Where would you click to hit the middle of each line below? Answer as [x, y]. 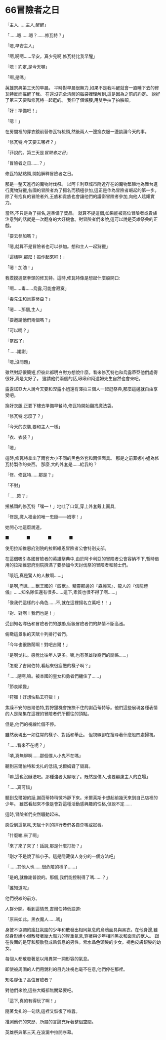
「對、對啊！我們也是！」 [31, 613]
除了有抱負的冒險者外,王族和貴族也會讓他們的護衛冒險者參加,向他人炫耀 [78, 196]
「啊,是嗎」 [17, 77]
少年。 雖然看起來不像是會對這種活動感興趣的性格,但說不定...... [69, 803]
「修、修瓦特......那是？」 [31, 475]
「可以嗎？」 [18, 330]
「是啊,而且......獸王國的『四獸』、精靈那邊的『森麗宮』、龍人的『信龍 [75, 586]
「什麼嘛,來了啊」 [23, 835]
